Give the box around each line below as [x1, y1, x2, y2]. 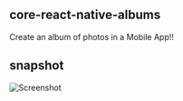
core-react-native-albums [9, 7, 161, 23]
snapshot [9, 58, 64, 74]
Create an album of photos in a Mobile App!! [9, 31, 175, 42]
